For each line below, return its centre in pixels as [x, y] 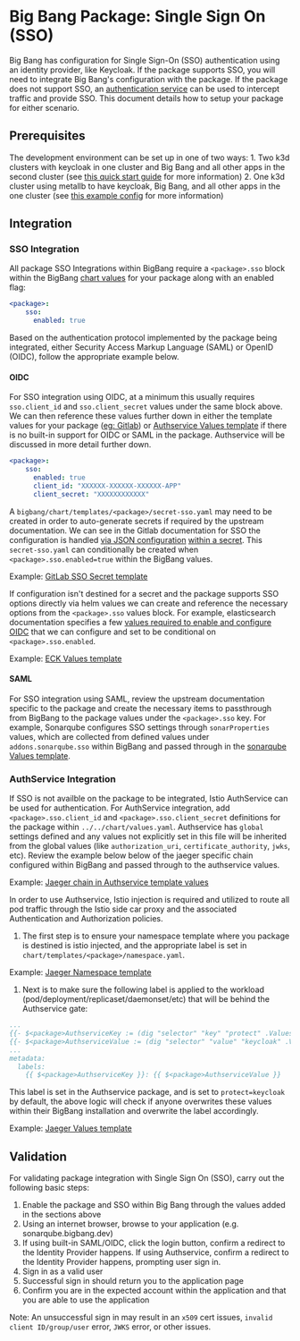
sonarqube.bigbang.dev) [67, 1234]
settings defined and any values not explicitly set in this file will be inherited [148, 836]
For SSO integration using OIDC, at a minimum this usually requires [132, 397]
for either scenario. [45, 107]
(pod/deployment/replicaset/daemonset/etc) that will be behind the [146, 999]
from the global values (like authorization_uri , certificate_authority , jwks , [150, 846]
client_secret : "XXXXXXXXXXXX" [91, 494]
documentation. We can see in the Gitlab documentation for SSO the [135, 530]
